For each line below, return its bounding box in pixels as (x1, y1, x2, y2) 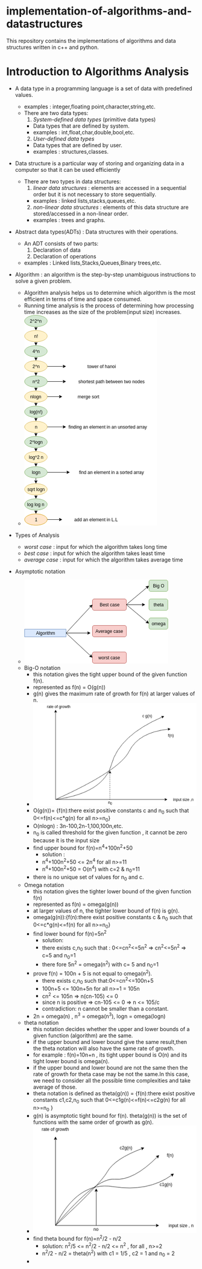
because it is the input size (33, 837, 99, 844)
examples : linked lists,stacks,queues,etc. (33, 197, 137, 204)
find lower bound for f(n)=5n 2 (33, 929, 107, 937)
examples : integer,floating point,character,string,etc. (24, 103, 156, 110)
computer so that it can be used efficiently (14, 166, 121, 173)
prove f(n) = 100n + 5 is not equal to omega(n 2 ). (33, 968, 153, 977)
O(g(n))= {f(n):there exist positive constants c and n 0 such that (33, 807, 189, 815)
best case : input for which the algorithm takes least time (24, 549, 166, 557)
